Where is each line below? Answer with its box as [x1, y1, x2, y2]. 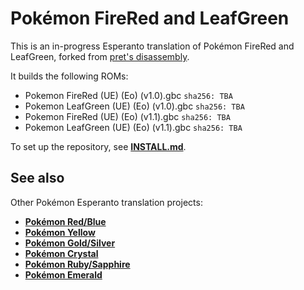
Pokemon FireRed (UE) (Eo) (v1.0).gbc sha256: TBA [24, 89, 233, 101]
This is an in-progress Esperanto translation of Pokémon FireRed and [10, 40, 295, 52]
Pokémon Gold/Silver [24, 237, 116, 249]
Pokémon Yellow [24, 226, 96, 238]
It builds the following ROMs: [10, 70, 129, 82]
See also [10, 170, 65, 187]
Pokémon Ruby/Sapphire [24, 258, 131, 270]
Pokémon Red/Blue [24, 215, 107, 227]
